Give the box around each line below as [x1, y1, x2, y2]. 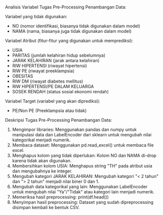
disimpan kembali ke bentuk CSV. [12, 205, 80, 210]
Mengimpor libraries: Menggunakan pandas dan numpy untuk [12, 127, 137, 132]
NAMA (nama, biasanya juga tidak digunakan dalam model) [12, 28, 132, 34]
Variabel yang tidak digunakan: [5, 14, 68, 19]
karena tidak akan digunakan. [12, 158, 72, 163]
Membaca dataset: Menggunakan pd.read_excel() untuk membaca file [12, 142, 154, 148]
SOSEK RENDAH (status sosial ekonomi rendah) [12, 89, 109, 94]
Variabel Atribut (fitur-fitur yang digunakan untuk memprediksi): [5, 38, 134, 43]
